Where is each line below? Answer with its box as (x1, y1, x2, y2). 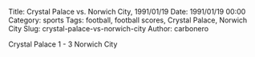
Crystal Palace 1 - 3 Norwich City (8, 39, 118, 49)
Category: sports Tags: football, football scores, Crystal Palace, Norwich (8, 15, 248, 25)
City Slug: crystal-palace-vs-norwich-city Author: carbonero (8, 24, 209, 33)
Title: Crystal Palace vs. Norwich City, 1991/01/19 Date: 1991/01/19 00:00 (8, 7, 246, 16)
